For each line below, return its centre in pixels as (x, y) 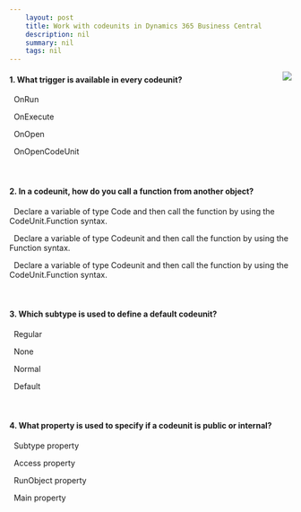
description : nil (58, 34)
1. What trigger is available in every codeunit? (96, 79)
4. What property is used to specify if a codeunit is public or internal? (141, 426)
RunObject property (50, 480)
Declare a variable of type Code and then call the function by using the (144, 211)
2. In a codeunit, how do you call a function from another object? (132, 191)
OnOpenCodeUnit (46, 152)
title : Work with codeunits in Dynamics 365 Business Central (144, 26)
